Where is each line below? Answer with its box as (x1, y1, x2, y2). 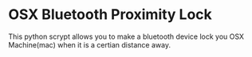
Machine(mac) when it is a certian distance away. (8, 40, 171, 49)
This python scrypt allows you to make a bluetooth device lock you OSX (8, 32, 245, 41)
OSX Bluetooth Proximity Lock (8, 6, 213, 24)
